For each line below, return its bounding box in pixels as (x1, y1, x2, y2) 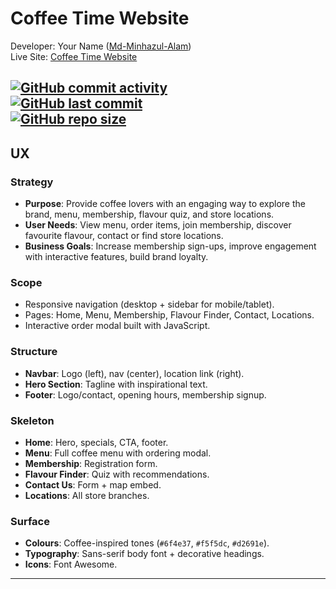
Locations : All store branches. (24, 489, 150, 501)
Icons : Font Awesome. (24, 558, 118, 571)
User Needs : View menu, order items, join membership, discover (24, 219, 292, 231)
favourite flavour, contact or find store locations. (24, 230, 224, 242)
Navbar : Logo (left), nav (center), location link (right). (24, 367, 245, 379)
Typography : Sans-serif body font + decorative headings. (24, 548, 265, 560)
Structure (10, 345, 58, 359)
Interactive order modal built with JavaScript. (24, 320, 211, 332)
